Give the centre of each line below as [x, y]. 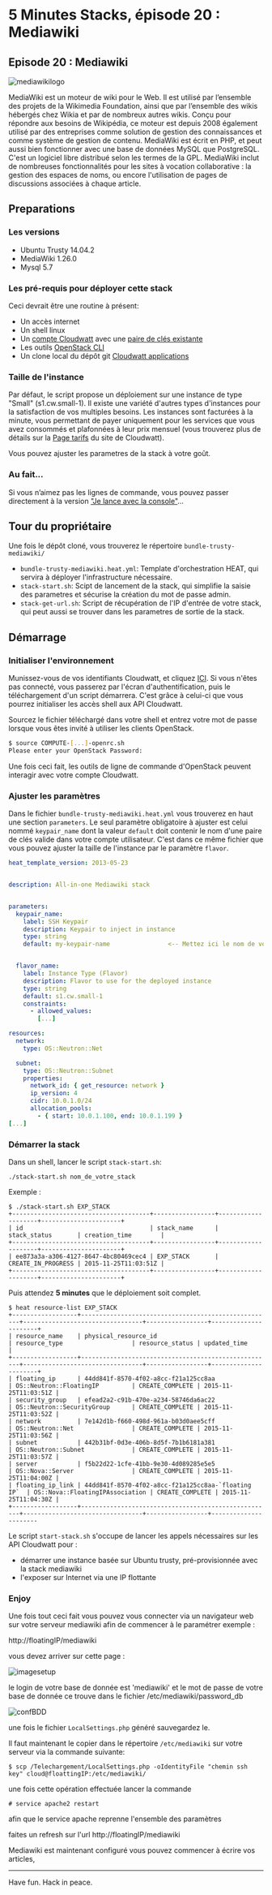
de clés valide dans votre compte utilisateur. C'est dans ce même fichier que [136, 840]
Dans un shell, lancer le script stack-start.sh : [85, 1161]
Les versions [34, 232]
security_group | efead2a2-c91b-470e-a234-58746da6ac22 [116, 1400]
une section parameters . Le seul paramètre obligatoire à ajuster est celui [128, 822]
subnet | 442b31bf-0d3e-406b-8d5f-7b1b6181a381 [116, 1442]
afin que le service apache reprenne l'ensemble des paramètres [115, 1819]
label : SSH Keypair [56, 922]
